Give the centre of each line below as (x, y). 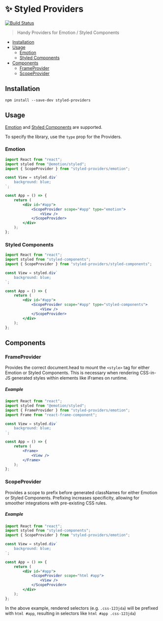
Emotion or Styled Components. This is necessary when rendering (72, 373)
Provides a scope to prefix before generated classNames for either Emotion (81, 492)
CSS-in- (148, 373)
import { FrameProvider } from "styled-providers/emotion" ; (68, 410)
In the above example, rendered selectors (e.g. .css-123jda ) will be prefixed (81, 608)
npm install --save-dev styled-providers (48, 100)
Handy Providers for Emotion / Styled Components (68, 32)
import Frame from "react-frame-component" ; (51, 415)
